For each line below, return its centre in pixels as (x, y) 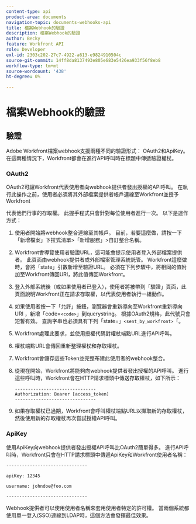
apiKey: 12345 (23, 476)
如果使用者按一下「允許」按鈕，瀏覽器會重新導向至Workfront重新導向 (98, 307)
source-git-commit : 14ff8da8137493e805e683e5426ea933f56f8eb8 (83, 60)
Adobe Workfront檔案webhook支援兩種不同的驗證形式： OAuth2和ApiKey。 (97, 151)
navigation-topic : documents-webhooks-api (59, 22)
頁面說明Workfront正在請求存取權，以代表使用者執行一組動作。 (91, 294)
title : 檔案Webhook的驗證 (35, 28)
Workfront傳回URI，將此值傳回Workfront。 (77, 275)
